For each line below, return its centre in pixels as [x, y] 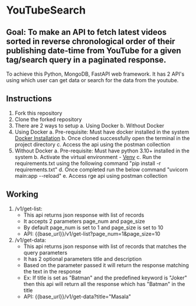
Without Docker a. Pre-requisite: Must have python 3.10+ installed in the [102, 151]
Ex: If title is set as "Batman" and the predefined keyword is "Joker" [105, 278]
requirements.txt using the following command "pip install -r [88, 163]
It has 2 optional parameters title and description [82, 259]
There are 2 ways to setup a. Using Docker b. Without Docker [89, 125]
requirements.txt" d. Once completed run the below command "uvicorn [101, 170]
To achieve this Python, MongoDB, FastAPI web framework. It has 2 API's [95, 74]
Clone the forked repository [48, 119]
